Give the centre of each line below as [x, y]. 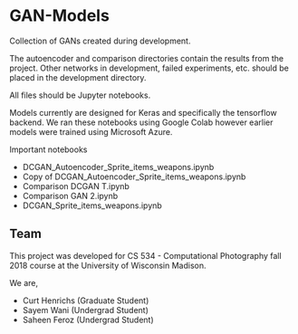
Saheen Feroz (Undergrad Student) [88, 320]
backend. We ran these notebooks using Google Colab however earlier [141, 122]
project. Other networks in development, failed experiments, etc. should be [149, 68]
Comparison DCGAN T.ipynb [76, 186]
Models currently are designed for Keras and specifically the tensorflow [144, 112]
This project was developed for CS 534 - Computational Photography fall [146, 255]
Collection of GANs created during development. [100, 41]
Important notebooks [48, 149]
